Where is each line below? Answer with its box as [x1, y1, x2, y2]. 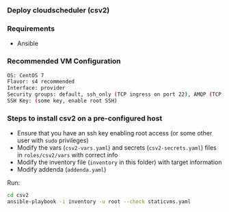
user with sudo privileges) [16, 136, 89, 145]
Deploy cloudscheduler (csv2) [7, 5, 110, 15]
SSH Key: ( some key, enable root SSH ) [7, 98, 118, 105]
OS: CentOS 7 [7, 72, 44, 79]
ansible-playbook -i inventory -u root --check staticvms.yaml [7, 198, 191, 205]
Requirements [7, 23, 55, 33]
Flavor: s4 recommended [7, 78, 75, 85]
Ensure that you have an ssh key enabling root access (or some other [16, 129, 213, 137]
